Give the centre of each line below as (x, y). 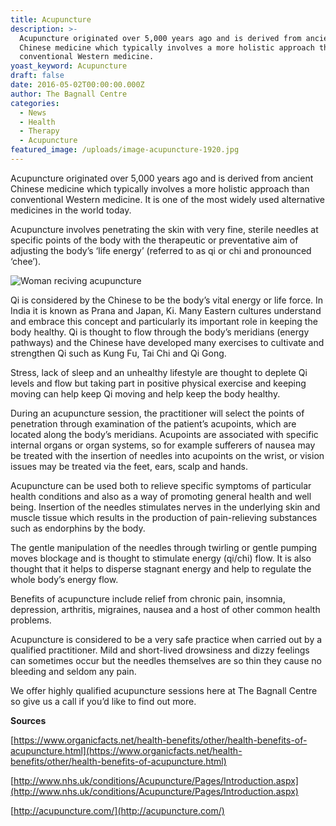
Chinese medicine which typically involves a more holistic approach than (160, 188)
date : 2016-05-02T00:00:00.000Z (77, 85)
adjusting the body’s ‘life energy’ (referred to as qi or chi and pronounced (161, 250)
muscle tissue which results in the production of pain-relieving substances (164, 517)
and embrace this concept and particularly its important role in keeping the (164, 321)
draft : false (37, 76)
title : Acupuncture (51, 19)
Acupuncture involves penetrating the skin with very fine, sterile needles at (164, 229)
